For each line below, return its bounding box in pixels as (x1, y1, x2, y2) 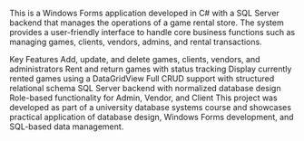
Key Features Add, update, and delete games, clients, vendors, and (9, 54, 260, 64)
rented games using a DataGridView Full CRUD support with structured (9, 73, 275, 84)
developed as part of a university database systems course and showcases (9, 102, 292, 112)
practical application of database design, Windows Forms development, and (9, 112, 294, 122)
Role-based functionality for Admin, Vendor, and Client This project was (9, 92, 279, 103)
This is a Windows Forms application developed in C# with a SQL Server (9, 8, 279, 18)
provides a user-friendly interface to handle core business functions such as (9, 27, 296, 37)
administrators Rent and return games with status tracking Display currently (9, 63, 292, 74)
